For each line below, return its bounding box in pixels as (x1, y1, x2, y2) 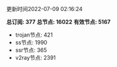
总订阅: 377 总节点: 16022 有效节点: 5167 (6, 18, 111, 26)
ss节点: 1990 (15, 39, 48, 46)
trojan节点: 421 (15, 31, 53, 38)
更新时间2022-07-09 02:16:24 (6, 5, 83, 12)
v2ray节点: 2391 (15, 54, 56, 61)
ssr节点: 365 (15, 46, 47, 54)
